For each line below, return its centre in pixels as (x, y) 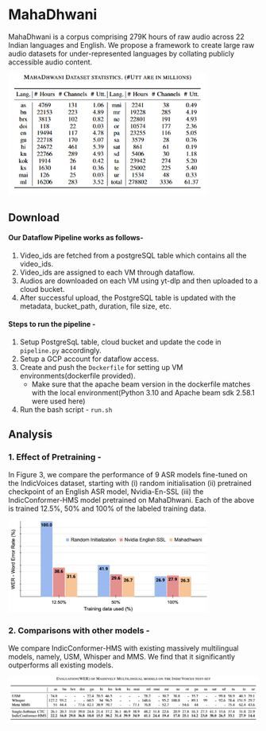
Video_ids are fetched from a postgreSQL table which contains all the (133, 255)
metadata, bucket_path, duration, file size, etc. (96, 306)
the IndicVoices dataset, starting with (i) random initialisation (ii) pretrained (130, 483)
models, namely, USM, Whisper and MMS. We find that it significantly (122, 656)
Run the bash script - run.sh (66, 410)
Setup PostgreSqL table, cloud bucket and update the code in (120, 342)
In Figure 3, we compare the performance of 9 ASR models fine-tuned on (128, 474)
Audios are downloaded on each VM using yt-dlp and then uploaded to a (139, 281)
